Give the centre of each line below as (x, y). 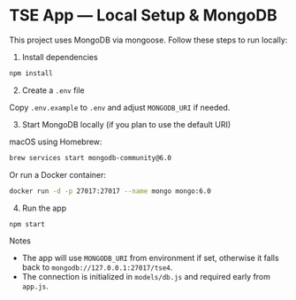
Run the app (44, 208)
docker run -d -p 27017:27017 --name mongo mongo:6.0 (110, 191)
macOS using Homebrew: (56, 142)
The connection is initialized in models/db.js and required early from (146, 277)
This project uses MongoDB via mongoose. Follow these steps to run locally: (148, 40)
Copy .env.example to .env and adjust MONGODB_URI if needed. (120, 107)
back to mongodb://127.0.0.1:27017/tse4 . (97, 267)
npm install (31, 73)
